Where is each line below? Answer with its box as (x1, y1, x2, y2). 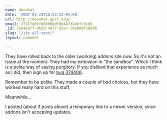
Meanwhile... (5, 93, 31, 100)
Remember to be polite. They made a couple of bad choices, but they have (5, 78, 159, 85)
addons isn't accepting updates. (5, 108, 71, 115)
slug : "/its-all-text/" (5, 30, 55, 35)
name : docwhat (5, 7, 35, 12)
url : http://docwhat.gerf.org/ (5, 16, 70, 21)
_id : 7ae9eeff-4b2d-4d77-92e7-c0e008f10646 (5, 26, 97, 31)
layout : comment (5, 35, 39, 40)
